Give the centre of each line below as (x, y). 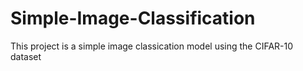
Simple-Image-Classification (133, 18)
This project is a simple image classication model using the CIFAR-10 (152, 46)
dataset (26, 56)
